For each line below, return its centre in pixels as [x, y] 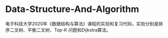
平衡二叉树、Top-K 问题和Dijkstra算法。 [69, 30]
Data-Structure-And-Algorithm [72, 9]
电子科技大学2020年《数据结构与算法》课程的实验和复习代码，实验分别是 [82, 23]
